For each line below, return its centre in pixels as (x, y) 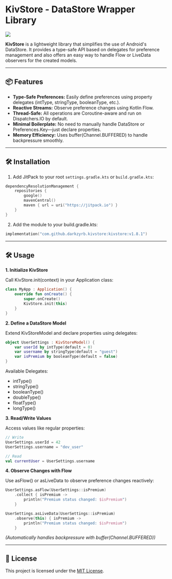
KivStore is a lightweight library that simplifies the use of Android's (76, 44)
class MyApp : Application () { (39, 289)
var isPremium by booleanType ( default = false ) (66, 357)
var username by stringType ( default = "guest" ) (66, 352)
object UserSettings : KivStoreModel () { (50, 342)
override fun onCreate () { (43, 294)
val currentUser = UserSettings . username (50, 461)
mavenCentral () (40, 201)
